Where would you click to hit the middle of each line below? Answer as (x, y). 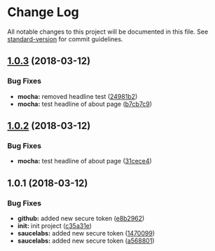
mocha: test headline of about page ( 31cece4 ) (84, 161)
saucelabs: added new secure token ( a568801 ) (86, 240)
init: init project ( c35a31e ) (55, 226)
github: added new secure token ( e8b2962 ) (81, 218)
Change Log (43, 12)
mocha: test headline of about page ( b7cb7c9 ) (85, 104)
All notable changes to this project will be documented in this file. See (108, 32)
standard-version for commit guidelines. (65, 39)
